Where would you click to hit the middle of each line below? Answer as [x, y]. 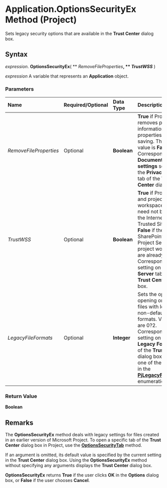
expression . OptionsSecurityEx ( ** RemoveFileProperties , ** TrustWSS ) [80, 66]
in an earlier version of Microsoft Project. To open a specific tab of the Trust [83, 440]
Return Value [21, 396]
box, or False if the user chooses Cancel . [47, 481]
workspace [151, 205]
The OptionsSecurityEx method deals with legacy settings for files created [82, 435]
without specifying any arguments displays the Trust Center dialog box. [79, 466]
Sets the [147, 294]
